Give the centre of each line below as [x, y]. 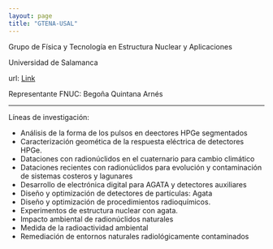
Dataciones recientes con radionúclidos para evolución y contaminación [141, 167]
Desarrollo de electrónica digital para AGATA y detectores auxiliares [133, 184]
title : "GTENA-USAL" [43, 24]
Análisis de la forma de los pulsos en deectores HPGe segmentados [134, 133]
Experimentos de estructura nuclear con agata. [99, 210]
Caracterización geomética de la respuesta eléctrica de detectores [132, 141]
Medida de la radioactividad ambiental [84, 227]
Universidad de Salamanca [53, 62]
